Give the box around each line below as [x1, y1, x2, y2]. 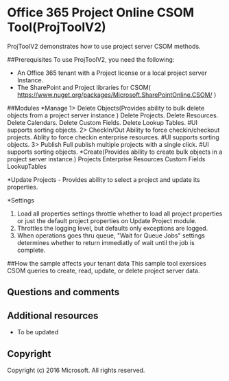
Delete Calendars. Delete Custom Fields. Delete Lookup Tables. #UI [7, 118, 197, 126]
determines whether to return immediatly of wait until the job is [16, 238, 195, 246]
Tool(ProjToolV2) [7, 19, 106, 35]
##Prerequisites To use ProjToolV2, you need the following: [7, 55, 175, 63]
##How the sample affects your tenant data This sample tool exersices [7, 259, 207, 267]
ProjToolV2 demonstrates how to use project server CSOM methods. [7, 42, 201, 50]
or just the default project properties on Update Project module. [16, 216, 197, 224]
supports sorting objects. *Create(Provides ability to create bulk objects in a [7, 148, 223, 156]
